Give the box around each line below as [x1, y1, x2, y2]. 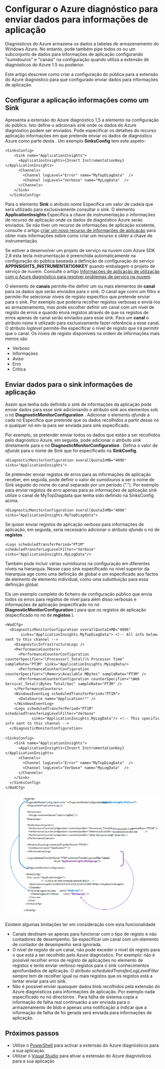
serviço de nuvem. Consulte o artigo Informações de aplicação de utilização [5, 268, 160, 274]
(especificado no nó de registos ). [5, 612, 75, 618]
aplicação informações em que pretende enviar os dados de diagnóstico [5, 132, 153, 139]
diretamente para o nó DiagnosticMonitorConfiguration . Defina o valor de [5, 442, 158, 448]
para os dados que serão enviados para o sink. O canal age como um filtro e [5, 288, 160, 294]
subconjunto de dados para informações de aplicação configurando [5, 51, 143, 57]
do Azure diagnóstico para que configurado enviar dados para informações [5, 76, 159, 82]
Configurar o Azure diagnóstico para [5, 3, 158, 15]
